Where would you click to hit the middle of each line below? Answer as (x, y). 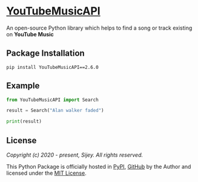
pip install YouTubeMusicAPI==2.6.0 (52, 67)
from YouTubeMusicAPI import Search (52, 100)
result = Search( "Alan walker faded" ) (55, 111)
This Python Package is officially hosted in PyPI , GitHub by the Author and (99, 167)
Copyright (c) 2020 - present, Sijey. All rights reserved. (75, 155)
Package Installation (45, 54)
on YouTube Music (30, 34)
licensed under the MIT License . (46, 173)
